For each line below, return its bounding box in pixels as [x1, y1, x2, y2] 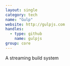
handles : [5, 27, 24, 32]
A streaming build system [5, 55, 59, 61]
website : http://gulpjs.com [5, 21, 65, 27]
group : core [5, 41, 31, 46]
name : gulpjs [14, 36, 42, 41]
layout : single [5, 7, 38, 13]
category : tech [5, 12, 38, 17]
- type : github [10, 31, 42, 36]
